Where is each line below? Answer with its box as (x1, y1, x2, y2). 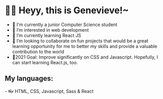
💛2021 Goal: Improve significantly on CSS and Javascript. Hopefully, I (12, 54, 158, 60)
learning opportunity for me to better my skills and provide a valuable (12, 43, 157, 49)
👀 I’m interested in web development (12, 27, 89, 33)
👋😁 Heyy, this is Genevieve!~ (5, 5, 129, 16)
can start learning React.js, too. (12, 59, 78, 65)
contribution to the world (12, 48, 65, 55)
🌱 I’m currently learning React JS (12, 32, 81, 38)
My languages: (5, 74, 53, 83)
